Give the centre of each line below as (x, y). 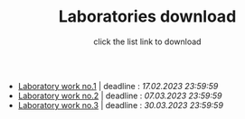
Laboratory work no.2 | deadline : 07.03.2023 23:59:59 (120, 96)
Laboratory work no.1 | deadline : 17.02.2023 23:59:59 (118, 86)
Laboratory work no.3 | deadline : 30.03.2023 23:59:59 (121, 105)
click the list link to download (147, 41)
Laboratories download (147, 17)
